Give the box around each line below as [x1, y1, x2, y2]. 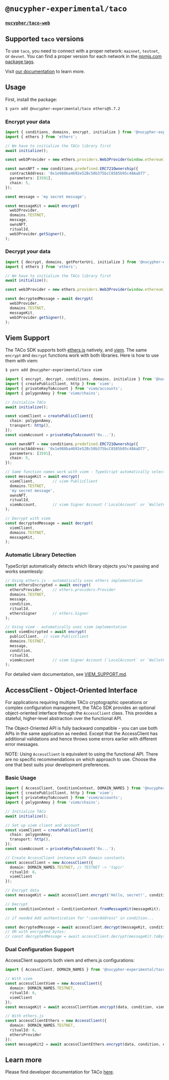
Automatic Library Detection [5, 552, 76, 559]
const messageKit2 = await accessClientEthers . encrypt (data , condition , [5, 1042, 161, 1047]
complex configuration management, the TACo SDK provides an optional [5, 705, 156, 711]
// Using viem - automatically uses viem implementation [5, 625, 127, 630]
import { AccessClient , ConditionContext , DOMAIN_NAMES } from [5, 786, 141, 791]
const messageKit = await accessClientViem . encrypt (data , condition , [5, 1004, 154, 1009]
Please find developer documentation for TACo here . [5, 1069, 114, 1075]
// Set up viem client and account [5, 823, 80, 828]
